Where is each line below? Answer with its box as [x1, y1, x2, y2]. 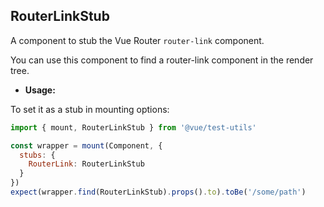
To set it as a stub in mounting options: [10, 103, 170, 115]
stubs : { [19, 150, 56, 160]
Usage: [24, 84, 56, 96]
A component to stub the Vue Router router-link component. [10, 34, 265, 46]
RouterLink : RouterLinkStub [28, 159, 145, 169]
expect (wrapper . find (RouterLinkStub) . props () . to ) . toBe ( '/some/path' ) [10, 187, 307, 198]
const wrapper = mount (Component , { [10, 140, 163, 151]
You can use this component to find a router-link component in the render [10, 54, 314, 66]
